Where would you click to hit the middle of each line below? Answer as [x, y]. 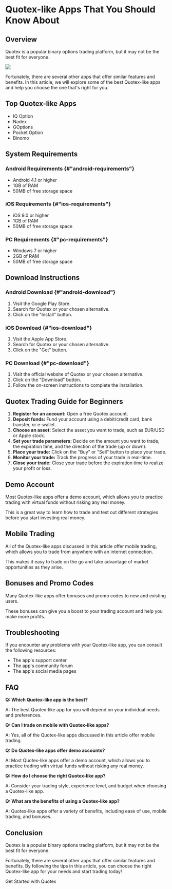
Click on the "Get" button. [40, 350]
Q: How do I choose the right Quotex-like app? [55, 776]
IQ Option [23, 116]
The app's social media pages [44, 671]
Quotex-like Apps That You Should [80, 10]
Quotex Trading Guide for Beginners [64, 401]
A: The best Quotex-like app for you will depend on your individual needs [83, 710]
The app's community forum [43, 666]
